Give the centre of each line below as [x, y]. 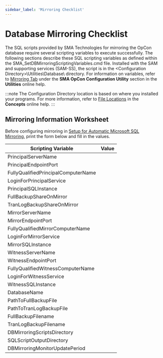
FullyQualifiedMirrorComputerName [49, 229]
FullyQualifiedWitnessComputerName [51, 269]
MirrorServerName [29, 213]
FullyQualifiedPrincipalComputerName [52, 173]
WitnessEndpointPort [32, 261]
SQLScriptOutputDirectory [38, 340]
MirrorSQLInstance [29, 245]
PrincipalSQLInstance [32, 189]
